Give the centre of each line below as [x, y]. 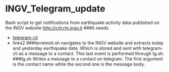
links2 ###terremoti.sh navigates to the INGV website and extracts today [88, 42]
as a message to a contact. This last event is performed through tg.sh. [91, 53]
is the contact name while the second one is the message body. [79, 64]
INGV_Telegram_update [55, 9]
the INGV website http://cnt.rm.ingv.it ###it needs [57, 27]
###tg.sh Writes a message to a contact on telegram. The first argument [88, 58]
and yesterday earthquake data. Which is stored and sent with [77, 48]
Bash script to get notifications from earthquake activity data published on [82, 22]
